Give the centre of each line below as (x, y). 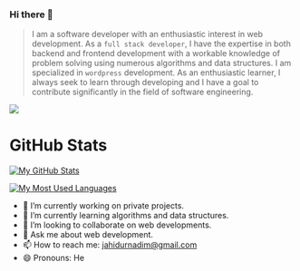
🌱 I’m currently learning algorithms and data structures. (126, 216)
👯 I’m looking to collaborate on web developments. (117, 225)
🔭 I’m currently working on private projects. (103, 206)
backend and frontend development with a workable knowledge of (156, 53)
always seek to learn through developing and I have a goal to (145, 82)
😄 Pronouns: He (53, 258)
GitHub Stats (58, 145)
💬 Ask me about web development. (88, 235)
